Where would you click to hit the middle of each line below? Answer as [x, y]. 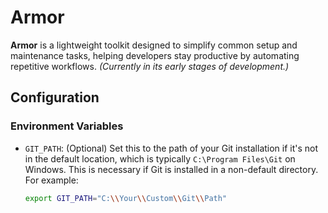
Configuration [55, 97]
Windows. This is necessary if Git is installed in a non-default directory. [171, 169]
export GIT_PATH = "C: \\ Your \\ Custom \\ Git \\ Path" [126, 198]
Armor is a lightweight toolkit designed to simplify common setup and [154, 45]
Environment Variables [67, 126]
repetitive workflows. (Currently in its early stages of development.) [150, 66]
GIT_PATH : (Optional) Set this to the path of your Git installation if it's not [171, 148]
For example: [51, 180]
